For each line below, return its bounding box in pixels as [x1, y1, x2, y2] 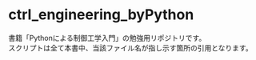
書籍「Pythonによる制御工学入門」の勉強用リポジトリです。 [8, 33, 206, 42]
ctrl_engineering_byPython [8, 6, 194, 24]
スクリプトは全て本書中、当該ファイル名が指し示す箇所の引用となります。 [8, 42, 254, 53]
